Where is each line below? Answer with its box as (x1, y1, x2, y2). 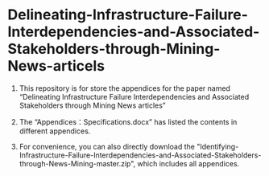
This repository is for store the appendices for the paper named (19, 83, 231, 93)
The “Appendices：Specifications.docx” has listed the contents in (19, 117, 238, 126)
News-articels (7, 57, 106, 76)
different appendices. (19, 126, 91, 136)
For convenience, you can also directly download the (19, 141, 195, 151)
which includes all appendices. (137, 158, 240, 168)
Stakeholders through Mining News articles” (19, 100, 166, 110)
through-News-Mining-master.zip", (19, 158, 136, 168)
